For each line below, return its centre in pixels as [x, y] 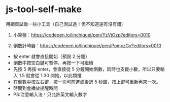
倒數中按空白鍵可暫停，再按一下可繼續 [53, 62]
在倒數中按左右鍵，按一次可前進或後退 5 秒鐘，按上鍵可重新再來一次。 [87, 82]
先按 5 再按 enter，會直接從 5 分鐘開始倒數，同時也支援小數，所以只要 [87, 69]
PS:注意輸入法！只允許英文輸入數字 [50, 94]
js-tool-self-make [44, 9]
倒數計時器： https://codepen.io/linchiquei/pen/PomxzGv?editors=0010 [87, 45]
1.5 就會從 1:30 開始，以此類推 [50, 75]
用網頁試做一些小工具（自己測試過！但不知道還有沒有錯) [64, 24]
